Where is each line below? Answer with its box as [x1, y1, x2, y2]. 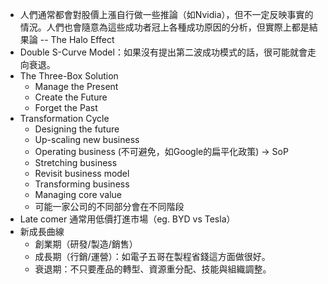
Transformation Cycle [19, 113, 110, 124]
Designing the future [34, 123, 120, 135]
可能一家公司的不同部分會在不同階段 [34, 201, 185, 212]
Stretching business [34, 157, 118, 168]
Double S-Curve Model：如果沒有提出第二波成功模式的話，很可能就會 [19, 46, 308, 58]
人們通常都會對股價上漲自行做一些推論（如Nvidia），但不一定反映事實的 [19, 9, 314, 20]
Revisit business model [34, 168, 130, 179]
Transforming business [34, 178, 130, 190]
